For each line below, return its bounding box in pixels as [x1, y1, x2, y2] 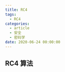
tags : [5, 12, 16, 17]
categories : [5, 21, 30, 26]
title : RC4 [5, 7, 28, 12]
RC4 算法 [5, 59, 33, 68]
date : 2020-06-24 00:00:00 [5, 40, 61, 45]
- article [9, 26, 30, 31]
